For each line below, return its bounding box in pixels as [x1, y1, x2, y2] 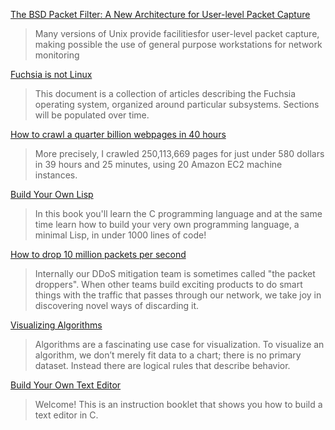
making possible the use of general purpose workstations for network [34, 39, 323, 50]
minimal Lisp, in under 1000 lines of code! [34, 229, 207, 241]
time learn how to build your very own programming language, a [34, 219, 300, 230]
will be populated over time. [34, 109, 150, 121]
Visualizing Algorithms [10, 319, 103, 331]
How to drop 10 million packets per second [10, 249, 187, 260]
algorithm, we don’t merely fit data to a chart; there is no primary [34, 349, 302, 361]
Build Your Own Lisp [10, 189, 94, 200]
